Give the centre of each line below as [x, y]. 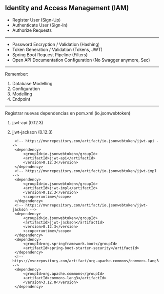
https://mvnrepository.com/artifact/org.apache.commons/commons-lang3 [85, 261]
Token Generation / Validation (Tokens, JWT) [57, 49]
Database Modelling [32, 83]
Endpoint [21, 99]
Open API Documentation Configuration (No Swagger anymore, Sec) [81, 60]
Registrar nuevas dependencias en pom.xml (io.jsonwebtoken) [68, 113]
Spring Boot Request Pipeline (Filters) [50, 55]
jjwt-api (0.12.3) [28, 122]
